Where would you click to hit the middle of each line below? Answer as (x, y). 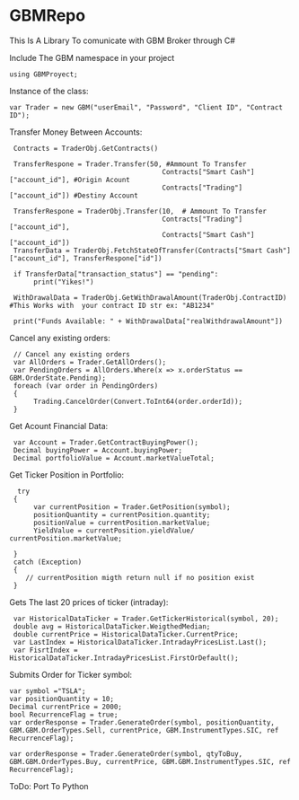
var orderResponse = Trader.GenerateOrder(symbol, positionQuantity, (142, 722)
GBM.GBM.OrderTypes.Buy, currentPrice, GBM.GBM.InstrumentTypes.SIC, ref (150, 761)
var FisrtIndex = (45, 650)
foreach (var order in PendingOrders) (86, 386)
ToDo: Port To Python (49, 786)
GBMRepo (48, 16)
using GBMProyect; (44, 74)
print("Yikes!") (63, 282)
